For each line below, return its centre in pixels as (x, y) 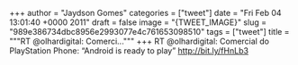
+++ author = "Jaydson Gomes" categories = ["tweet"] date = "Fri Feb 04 (145, 13)
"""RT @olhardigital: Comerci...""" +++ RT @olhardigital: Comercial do (140, 41)
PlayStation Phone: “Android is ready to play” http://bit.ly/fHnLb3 (129, 51)
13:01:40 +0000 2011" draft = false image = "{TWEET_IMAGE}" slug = (138, 22)
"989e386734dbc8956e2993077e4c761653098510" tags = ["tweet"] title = (149, 32)
